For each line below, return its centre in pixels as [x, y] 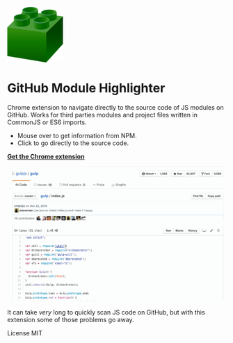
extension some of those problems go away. [71, 319]
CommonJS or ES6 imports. [47, 122]
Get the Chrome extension [46, 156]
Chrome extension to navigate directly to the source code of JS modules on [115, 107]
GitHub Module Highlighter [86, 89]
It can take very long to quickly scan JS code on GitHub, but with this [106, 312]
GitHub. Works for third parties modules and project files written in [103, 115]
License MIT [25, 333]
